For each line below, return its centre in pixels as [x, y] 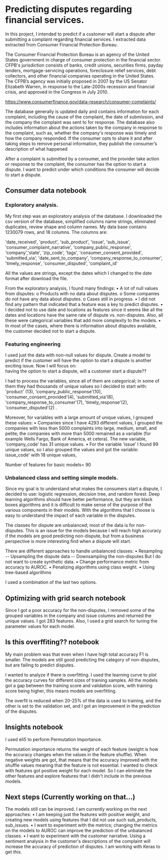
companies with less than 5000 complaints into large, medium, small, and [81, 428]
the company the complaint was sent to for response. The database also [80, 122]
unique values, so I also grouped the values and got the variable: [72, 449]
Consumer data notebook [46, 191]
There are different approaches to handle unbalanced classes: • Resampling [84, 551]
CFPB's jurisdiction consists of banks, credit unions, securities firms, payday [84, 65]
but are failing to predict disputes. [40, 665]
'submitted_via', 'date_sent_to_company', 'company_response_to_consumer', [84, 258]
